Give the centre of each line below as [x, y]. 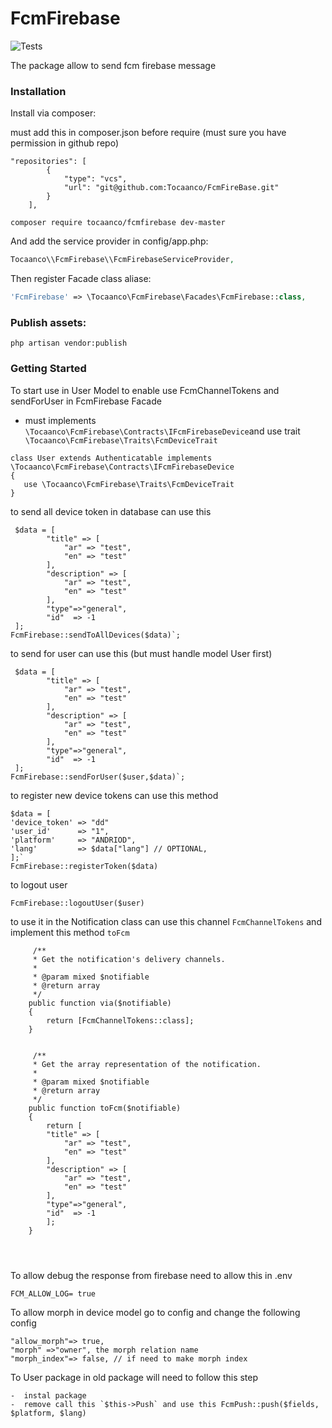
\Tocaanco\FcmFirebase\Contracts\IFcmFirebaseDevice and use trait [162, 431]
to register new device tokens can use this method [114, 795]
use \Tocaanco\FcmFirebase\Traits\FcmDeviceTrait [129, 484]
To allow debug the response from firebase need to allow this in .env [151, 1275]
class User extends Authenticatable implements [111, 458]
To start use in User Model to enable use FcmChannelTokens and [145, 390]
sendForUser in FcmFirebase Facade [86, 401]
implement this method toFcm [70, 932]
